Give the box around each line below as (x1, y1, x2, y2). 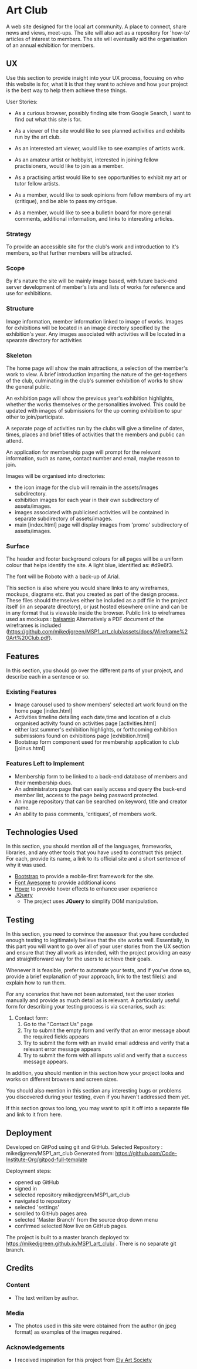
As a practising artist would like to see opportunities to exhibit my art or (14, 174, 187, 181)
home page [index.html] (14, 707, 73, 714)
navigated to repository (14, 1198, 72, 1205)
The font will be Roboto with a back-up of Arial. (6, 573, 120, 580)
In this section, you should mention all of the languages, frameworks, (6, 843, 173, 850)
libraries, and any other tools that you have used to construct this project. (6, 849, 184, 856)
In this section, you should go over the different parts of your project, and (6, 667, 184, 674)
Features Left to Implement (6, 760, 85, 768)
